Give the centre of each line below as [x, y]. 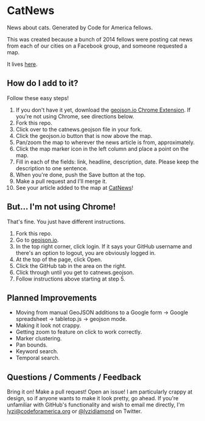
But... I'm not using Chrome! [61, 207]
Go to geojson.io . [37, 240]
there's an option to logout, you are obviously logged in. [86, 253]
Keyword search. [37, 351]
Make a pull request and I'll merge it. [61, 181]
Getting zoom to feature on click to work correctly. [79, 332]
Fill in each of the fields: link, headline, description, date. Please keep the [107, 162]
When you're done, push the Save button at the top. [81, 175]
